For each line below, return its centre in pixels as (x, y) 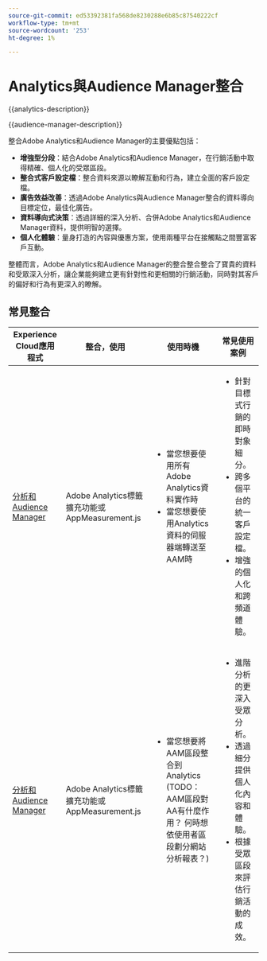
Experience (35, 335)
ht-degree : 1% (32, 38)
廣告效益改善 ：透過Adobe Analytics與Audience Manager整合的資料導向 (137, 198)
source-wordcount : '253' (49, 30)
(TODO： (183, 787)
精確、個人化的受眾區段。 (69, 168)
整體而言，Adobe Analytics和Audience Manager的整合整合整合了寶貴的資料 (132, 264)
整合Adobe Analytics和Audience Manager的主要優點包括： (104, 141)
